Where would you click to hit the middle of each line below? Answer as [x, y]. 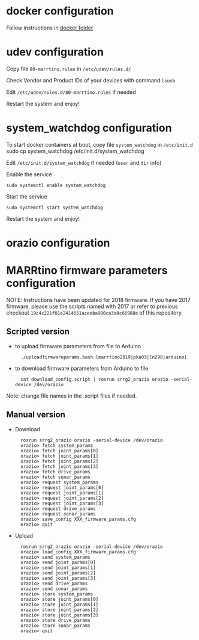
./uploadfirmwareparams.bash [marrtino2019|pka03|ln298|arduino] [104, 357]
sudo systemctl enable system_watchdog [56, 185]
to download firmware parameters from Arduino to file [82, 368]
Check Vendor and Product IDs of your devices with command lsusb [91, 80]
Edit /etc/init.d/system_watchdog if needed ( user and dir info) [84, 162]
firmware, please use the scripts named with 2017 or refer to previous [92, 306]
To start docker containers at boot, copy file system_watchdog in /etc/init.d [100, 144]
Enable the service [29, 174]
